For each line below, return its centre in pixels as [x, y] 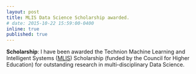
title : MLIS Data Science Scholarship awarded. [68, 18]
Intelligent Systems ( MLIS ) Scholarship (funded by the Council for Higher [98, 58]
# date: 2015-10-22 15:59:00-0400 [50, 23]
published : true [27, 35]
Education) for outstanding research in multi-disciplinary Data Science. [96, 65]
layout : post [23, 12]
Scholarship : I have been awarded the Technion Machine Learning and [96, 52]
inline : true [23, 29]
